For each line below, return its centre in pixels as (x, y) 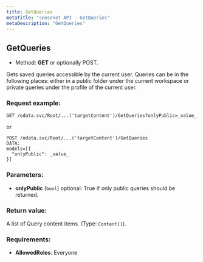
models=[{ (19, 149)
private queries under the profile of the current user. (71, 87)
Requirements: (29, 239)
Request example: (33, 103)
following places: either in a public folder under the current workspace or (98, 81)
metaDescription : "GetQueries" (46, 23)
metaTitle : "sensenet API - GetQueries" (58, 18)
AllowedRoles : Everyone (46, 253)
